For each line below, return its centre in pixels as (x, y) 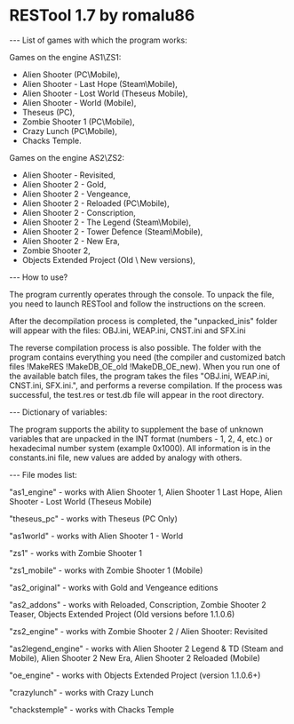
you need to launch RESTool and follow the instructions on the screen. (138, 304)
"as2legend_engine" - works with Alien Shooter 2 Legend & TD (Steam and (147, 648)
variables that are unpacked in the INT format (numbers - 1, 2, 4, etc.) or (141, 438)
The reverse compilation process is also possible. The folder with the (135, 347)
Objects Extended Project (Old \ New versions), (108, 259)
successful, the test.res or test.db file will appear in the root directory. (137, 394)
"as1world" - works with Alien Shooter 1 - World (96, 536)
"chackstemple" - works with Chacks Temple (92, 709)
